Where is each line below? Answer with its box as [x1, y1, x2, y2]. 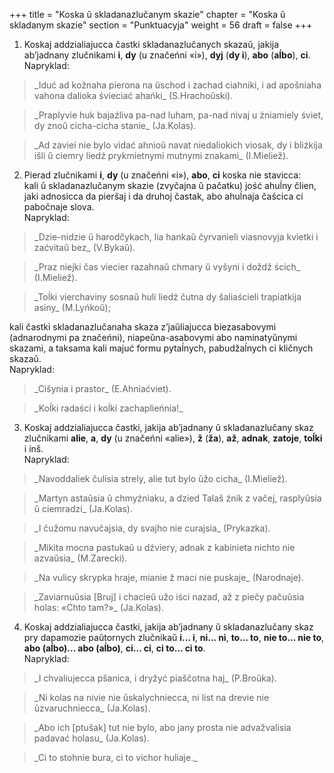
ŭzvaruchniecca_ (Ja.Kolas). [33, 702, 151, 714]
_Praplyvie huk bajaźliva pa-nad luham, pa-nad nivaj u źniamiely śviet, [33, 109, 324, 121]
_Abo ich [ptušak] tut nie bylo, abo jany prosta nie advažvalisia [33, 722, 292, 733]
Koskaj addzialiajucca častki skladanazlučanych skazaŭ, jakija [23, 39, 280, 50]
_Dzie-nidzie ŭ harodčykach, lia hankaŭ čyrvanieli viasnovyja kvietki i [33, 231, 319, 243]
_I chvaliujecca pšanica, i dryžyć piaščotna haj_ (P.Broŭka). [33, 672, 277, 684]
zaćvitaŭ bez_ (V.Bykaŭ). [33, 242, 136, 253]
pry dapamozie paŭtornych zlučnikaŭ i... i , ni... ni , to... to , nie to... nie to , [23, 632, 325, 643]
